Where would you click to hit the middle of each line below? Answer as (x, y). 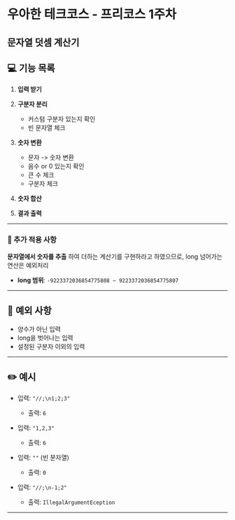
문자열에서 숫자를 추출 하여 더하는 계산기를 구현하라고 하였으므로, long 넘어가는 (115, 257)
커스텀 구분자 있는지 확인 (62, 119)
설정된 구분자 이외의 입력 (51, 346)
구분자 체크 (43, 184)
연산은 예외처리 (28, 265)
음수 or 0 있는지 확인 (56, 166)
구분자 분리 (32, 104)
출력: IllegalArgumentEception (71, 502)
